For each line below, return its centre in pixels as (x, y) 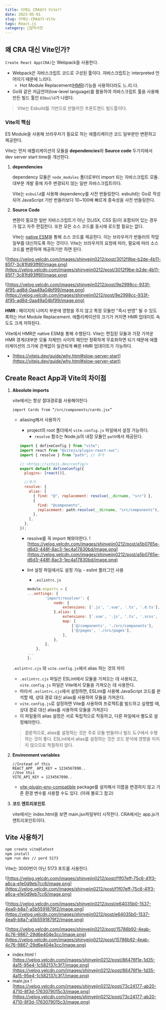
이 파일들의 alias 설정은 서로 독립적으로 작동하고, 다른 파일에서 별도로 (86, 716)
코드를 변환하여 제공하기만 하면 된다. (47, 249)
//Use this (23, 772)
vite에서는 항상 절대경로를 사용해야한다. (50, 401)
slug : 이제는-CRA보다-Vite (30, 19)
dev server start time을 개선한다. (38, 157)
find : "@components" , (60, 505)
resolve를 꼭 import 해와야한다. (58, 538)
